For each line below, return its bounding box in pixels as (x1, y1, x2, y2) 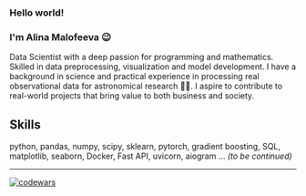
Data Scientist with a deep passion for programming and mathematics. (9, 52, 274, 63)
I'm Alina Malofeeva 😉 (9, 30, 112, 43)
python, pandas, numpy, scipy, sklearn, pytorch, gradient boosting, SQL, (9, 141, 280, 152)
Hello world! (9, 6, 65, 19)
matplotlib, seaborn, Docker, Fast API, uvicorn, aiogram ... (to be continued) (9, 150, 293, 161)
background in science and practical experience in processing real (9, 71, 260, 82)
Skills (9, 117, 41, 132)
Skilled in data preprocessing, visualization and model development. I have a (9, 61, 297, 72)
